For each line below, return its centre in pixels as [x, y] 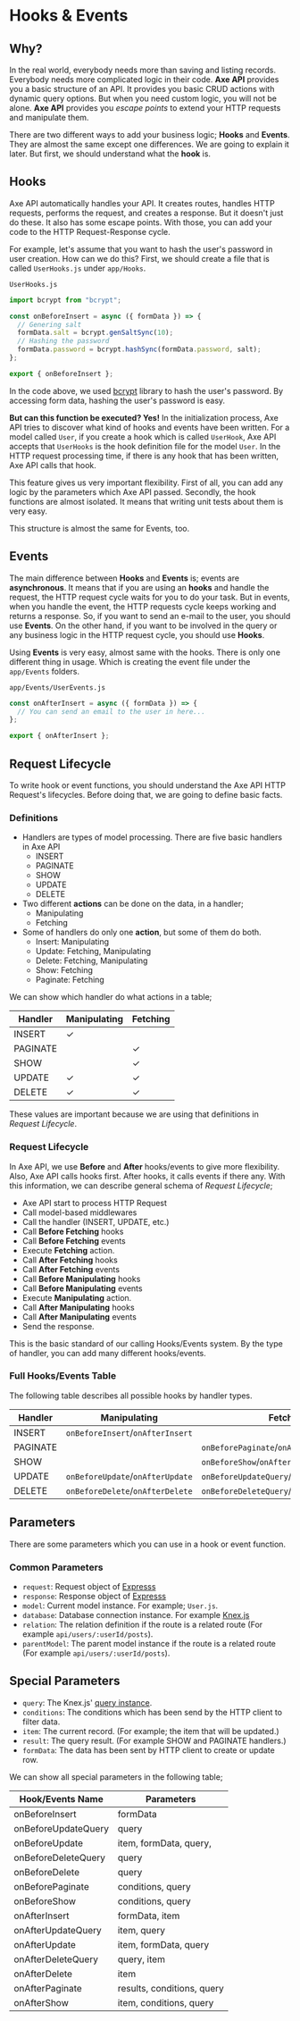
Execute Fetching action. [68, 1250]
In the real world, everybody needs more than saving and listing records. [143, 70]
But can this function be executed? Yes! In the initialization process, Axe [144, 417]
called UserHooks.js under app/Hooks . [78, 268]
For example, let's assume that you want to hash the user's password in [141, 249]
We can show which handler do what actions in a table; [111, 997]
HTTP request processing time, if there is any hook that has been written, [144, 456]
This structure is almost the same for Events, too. [100, 528]
